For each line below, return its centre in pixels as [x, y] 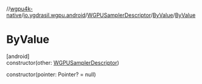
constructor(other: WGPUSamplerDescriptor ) [63, 62]
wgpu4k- [22, 9]
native [14, 15]
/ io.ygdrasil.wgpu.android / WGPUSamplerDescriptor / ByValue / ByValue [108, 15]
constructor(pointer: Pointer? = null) [51, 74]
